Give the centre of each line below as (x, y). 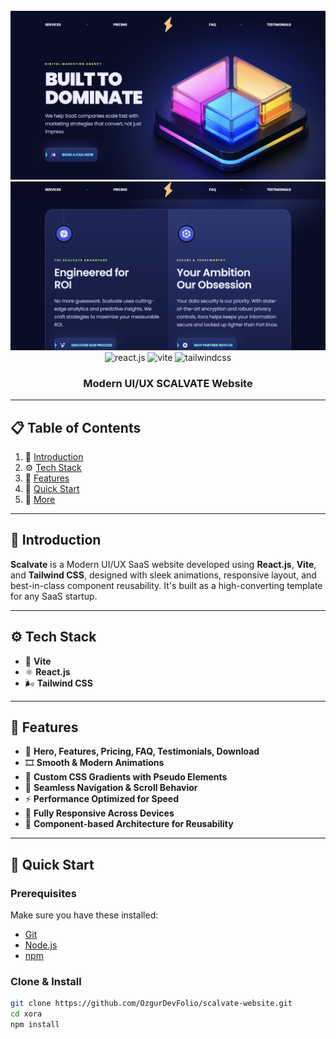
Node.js (41, 945)
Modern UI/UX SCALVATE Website (168, 383)
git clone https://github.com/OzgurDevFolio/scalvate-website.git (151, 1004)
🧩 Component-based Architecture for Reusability (129, 824)
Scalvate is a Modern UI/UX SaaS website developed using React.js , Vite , (163, 564)
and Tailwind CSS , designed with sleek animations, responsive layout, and (163, 575)
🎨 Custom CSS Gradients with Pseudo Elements (126, 777)
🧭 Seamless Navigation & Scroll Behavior (111, 788)
